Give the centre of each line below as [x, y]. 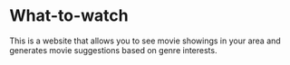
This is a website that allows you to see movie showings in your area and [145, 41]
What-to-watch [69, 16]
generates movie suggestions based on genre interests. [113, 50]
